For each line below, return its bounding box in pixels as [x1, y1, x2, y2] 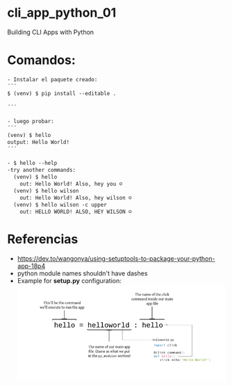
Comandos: [7, 52, 76, 68]
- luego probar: [7, 118, 54, 124]
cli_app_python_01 [7, 5, 117, 21]
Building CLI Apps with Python [7, 28, 94, 36]
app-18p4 [17, 262, 46, 270]
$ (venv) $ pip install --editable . [7, 90, 117, 97]
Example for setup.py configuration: [17, 276, 122, 284]
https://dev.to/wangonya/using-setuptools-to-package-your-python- [17, 254, 215, 262]
